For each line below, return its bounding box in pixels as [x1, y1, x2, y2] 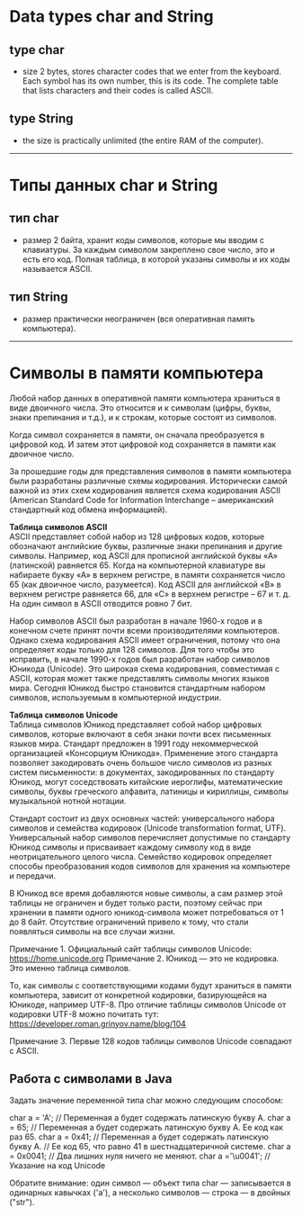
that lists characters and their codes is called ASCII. [22, 86, 214, 95]
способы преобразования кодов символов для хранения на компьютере [9, 860, 290, 871]
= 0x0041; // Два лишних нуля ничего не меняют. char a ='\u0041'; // [9, 1150, 271, 1162]
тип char [9, 211, 59, 226]
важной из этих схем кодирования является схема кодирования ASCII [9, 484, 281, 496]
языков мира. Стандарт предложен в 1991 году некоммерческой [9, 738, 259, 749]
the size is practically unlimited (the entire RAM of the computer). [22, 135, 264, 146]
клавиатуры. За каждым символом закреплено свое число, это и [22, 244, 276, 255]
